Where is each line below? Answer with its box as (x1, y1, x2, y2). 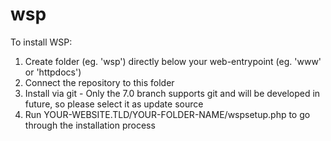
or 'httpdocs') (24, 66, 82, 78)
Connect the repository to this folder (24, 76, 175, 88)
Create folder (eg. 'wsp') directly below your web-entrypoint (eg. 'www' (24, 55, 322, 67)
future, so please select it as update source (24, 98, 204, 110)
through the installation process (24, 119, 156, 131)
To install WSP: (10, 36, 73, 48)
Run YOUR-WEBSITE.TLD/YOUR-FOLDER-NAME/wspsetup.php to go (24, 108, 311, 120)
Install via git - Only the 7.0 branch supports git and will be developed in (24, 87, 321, 99)
